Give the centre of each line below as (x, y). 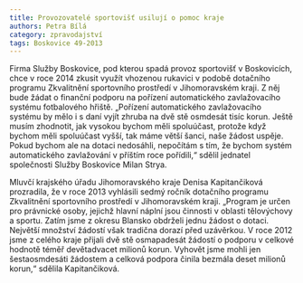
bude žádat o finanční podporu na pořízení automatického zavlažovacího (145, 98)
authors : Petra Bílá (48, 26)
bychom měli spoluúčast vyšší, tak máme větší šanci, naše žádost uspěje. (147, 136)
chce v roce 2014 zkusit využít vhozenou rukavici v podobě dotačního (140, 79)
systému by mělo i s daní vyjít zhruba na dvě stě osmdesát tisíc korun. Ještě (151, 117)
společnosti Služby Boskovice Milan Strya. (88, 165)
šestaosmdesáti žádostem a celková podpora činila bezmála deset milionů (148, 259)
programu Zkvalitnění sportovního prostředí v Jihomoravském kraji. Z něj (145, 88)
